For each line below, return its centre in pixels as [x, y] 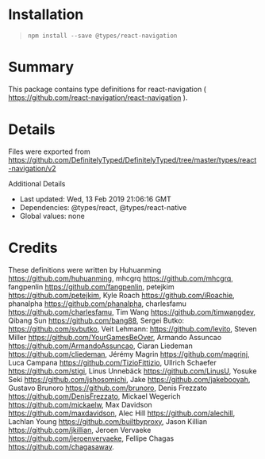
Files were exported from [49, 151]
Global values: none [52, 216]
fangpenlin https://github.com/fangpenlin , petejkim [91, 286]
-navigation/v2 [33, 168]
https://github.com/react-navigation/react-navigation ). [98, 98]
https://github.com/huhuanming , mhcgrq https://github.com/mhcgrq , [121, 278]
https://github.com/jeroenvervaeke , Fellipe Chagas [91, 438]
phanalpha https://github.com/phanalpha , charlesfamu [97, 304]
